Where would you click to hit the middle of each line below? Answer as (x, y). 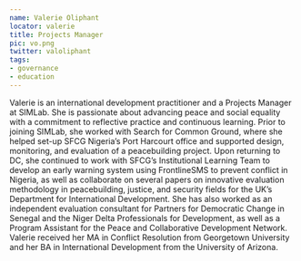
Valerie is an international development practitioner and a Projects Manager (151, 102)
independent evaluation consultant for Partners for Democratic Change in (147, 208)
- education (32, 77)
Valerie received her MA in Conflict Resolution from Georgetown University (150, 237)
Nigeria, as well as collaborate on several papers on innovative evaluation (147, 179)
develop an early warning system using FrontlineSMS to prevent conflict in (149, 169)
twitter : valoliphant (50, 52)
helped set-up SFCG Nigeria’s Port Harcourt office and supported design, (147, 140)
